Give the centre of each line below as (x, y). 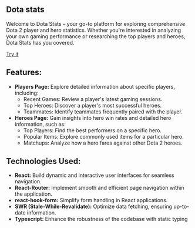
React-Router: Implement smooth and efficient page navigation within (99, 188)
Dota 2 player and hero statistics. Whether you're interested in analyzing (93, 30)
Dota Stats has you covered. (40, 42)
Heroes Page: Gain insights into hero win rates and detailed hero (93, 118)
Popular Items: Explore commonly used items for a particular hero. (103, 136)
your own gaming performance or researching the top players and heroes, (96, 36)
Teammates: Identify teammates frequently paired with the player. (103, 112)
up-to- (181, 207)
